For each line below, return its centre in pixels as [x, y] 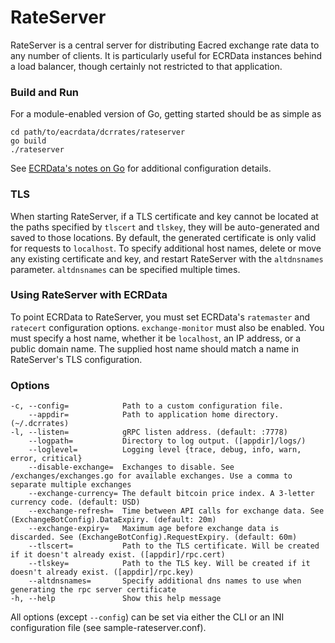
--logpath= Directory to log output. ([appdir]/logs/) [167, 441]
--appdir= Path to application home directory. [154, 415]
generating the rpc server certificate [93, 590]
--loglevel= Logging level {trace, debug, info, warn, [165, 450]
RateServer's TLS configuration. [76, 359]
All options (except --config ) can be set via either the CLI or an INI [147, 617]
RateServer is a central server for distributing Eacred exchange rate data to [165, 45]
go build [28, 141]
